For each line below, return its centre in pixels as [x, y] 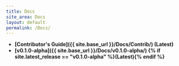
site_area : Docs [26, 17]
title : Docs [20, 11]
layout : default [26, 22]
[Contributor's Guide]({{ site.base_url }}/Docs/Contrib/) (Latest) [94, 44]
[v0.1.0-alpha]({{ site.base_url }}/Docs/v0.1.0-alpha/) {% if [87, 51]
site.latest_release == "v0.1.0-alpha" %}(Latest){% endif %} [89, 57]
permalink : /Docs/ [28, 28]
